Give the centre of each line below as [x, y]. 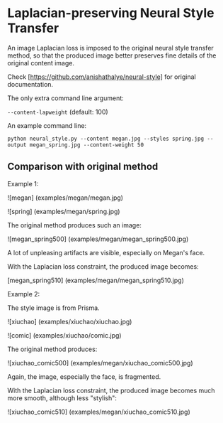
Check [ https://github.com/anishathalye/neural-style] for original [102, 77]
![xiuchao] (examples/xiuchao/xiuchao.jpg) [70, 321]
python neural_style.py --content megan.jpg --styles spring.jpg [105, 139]
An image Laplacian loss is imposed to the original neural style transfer [110, 48]
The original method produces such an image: [74, 225]
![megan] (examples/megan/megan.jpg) [65, 198]
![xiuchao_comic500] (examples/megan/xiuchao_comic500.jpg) [100, 363]
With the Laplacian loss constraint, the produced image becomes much [111, 390]
